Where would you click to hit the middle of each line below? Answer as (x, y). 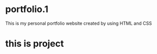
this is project (35, 44)
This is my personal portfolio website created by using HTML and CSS (79, 23)
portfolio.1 (27, 9)
